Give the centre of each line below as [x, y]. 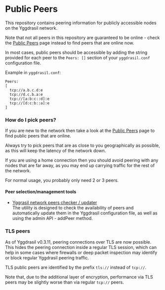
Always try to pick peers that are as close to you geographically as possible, [82, 145]
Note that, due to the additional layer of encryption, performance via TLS [79, 277]
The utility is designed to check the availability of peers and [73, 208]
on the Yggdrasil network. [31, 28]
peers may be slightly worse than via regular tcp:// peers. [65, 282]
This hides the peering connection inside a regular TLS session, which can [81, 247]
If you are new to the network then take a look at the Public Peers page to [80, 131]
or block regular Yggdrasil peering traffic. [47, 257]
